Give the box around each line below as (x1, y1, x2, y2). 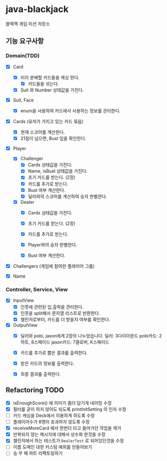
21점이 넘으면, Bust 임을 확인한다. (20, 136, 87, 142)
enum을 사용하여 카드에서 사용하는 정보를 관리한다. (20, 107, 121, 113)
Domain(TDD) (6, 52, 40, 59)
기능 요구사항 (6, 37, 44, 46)
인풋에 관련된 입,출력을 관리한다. (20, 304, 84, 310)
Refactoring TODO (6, 386, 64, 395)
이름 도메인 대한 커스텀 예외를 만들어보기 (13, 444, 92, 450)
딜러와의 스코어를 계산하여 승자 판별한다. (28, 193, 107, 199)
